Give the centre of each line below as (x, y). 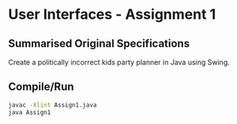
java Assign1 (30, 112)
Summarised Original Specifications (99, 44)
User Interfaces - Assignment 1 (112, 15)
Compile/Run (41, 87)
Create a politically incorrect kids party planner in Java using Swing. (119, 62)
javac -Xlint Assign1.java (53, 105)
